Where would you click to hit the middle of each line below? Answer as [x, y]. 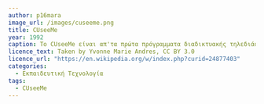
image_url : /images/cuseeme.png [61, 23]
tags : [17, 81]
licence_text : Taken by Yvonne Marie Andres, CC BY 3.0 [101, 52]
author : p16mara [35, 15]
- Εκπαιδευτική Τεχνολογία [59, 74]
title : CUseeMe [33, 30]
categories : [27, 66]
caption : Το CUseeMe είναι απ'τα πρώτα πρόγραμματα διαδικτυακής [117, 45]
